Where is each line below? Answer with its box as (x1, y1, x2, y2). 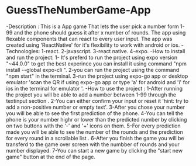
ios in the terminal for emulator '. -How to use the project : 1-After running (6, 85, 183, 92)
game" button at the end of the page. (6, 153, 95, 160)
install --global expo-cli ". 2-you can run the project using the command (6, 66, 180, 73)
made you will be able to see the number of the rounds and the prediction (6, 128, 183, 135)
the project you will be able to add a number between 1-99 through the (6, 91, 177, 98)
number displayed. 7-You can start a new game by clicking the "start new (6, 147, 183, 154)
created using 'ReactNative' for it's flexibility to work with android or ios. (6, 41, 180, 49)
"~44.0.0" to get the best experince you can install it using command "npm (6, 60, 187, 67)
